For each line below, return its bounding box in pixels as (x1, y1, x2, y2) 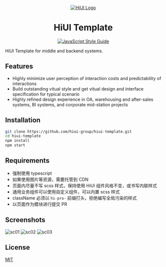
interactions (12, 81, 37, 87)
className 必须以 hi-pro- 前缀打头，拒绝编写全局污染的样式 (12, 195, 137, 201)
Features (5, 62, 33, 71)
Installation (5, 116, 41, 125)
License (5, 243, 30, 252)
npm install (5, 138, 30, 143)
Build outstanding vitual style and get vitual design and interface (12, 86, 144, 91)
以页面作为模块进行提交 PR (12, 201, 67, 207)
